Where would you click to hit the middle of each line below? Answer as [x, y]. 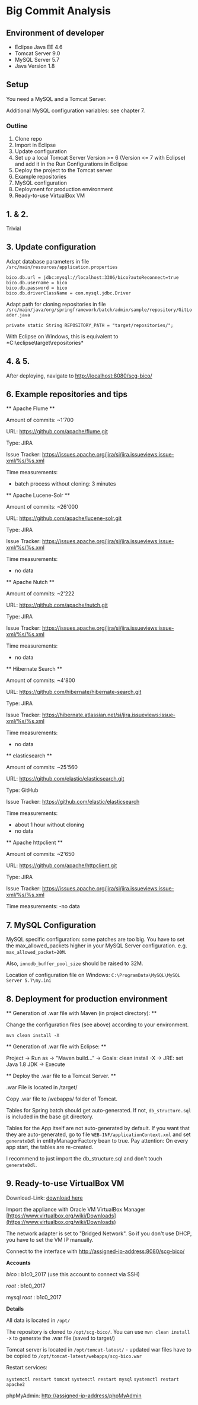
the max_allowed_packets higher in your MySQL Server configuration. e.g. [97, 946]
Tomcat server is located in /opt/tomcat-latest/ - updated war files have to [99, 1349]
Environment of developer [55, 33]
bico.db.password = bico [37, 288]
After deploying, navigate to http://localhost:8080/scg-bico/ [79, 376]
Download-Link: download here [44, 1198]
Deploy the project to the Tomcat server [63, 170]
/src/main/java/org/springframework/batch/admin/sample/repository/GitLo [99, 310]
